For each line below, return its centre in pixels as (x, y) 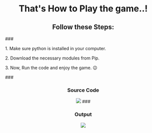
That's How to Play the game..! (83, 9)
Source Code (83, 90)
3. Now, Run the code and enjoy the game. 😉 (51, 68)
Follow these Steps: (83, 27)
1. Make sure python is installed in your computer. (56, 48)
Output (83, 115)
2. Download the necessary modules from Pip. (52, 58)
